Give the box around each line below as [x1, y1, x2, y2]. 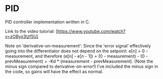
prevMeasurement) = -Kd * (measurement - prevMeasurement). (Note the [5, 58, 153, 64]
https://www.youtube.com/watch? [57, 28, 126, 34]
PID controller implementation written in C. [5, 19, 90, 25]
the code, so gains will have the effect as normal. [5, 68, 104, 74]
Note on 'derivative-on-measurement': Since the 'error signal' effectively [5, 43, 151, 48]
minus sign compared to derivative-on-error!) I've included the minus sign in [5, 63, 158, 69]
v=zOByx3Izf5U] [5, 33, 38, 39]
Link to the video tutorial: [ [5, 28, 58, 34]
